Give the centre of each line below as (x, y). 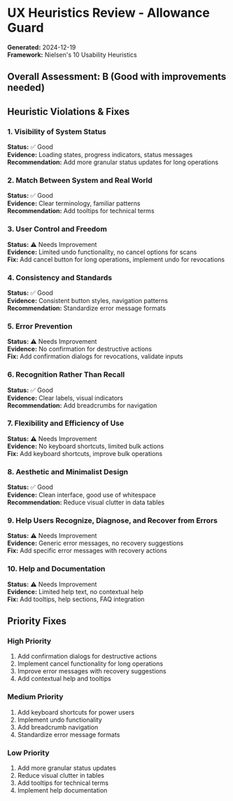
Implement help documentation (62, 790)
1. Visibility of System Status (57, 131)
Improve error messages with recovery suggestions (92, 671)
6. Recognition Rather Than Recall (66, 375)
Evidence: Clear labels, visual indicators (65, 398)
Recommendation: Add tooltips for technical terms (81, 211)
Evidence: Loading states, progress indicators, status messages (100, 155)
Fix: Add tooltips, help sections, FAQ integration (76, 599)
